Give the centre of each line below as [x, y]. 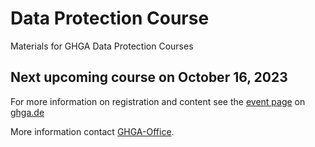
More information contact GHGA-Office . [92, 131]
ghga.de [27, 112]
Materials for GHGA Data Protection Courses [102, 46]
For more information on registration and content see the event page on [158, 101]
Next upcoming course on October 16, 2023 [149, 77]
